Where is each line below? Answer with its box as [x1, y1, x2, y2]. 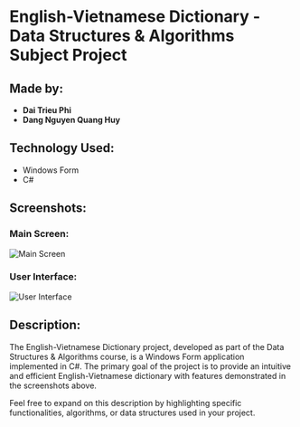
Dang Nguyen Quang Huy [22, 115, 120, 125]
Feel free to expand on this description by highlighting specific [9, 397, 242, 408]
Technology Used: [9, 140, 115, 156]
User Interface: [9, 270, 78, 283]
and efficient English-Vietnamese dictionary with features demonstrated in [9, 370, 286, 381]
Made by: [9, 81, 63, 96]
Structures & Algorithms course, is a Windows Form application [9, 351, 245, 362]
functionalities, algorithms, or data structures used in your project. [9, 407, 256, 418]
